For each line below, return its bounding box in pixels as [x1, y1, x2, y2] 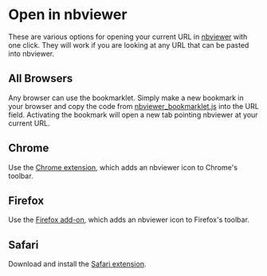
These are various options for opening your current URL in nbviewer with [8, 32, 248, 41]
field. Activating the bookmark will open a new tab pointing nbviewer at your [8, 110, 258, 119]
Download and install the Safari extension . [8, 259, 147, 269]
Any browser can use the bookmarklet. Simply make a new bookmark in [8, 93, 245, 103]
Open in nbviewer [8, 6, 128, 24]
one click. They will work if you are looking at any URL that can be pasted [8, 40, 249, 49]
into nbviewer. [8, 49, 54, 58]
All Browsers [8, 72, 73, 85]
